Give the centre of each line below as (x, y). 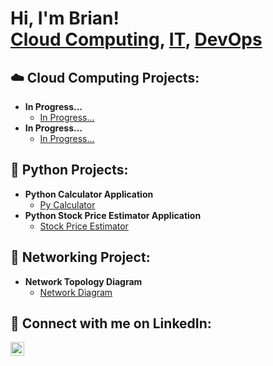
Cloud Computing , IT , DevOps (136, 39)
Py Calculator (67, 204)
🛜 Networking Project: (80, 257)
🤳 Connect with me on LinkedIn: (111, 323)
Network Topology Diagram (83, 281)
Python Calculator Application (89, 194)
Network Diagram (76, 292)
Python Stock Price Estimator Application (113, 215)
